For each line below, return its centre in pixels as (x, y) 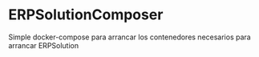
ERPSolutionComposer (86, 15)
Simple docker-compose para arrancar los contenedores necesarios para (129, 37)
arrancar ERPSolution (44, 45)
